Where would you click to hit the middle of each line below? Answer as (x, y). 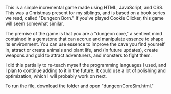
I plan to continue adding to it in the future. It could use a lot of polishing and (86, 70)
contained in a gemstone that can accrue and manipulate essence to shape (84, 39)
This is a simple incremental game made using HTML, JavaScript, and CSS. (84, 7)
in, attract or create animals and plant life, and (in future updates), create (82, 50)
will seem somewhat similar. (35, 24)
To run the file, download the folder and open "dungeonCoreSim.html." (80, 86)
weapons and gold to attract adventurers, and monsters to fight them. (79, 55)
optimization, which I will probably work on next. (56, 76)
